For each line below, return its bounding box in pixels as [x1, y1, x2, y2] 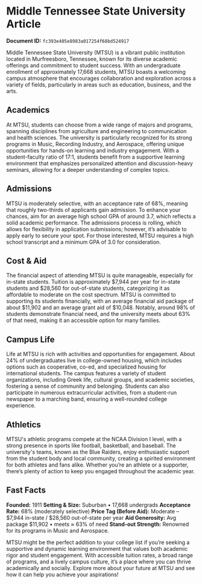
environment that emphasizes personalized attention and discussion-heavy [6, 159, 193, 167]
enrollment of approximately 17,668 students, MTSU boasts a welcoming [6, 68, 186, 75]
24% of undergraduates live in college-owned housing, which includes [6, 357, 182, 364]
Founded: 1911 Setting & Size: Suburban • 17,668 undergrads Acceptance [6, 501, 191, 508]
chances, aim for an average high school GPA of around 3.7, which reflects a [6, 212, 196, 220]
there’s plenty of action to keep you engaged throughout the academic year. [6, 468, 195, 474]
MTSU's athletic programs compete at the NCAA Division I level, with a [6, 436, 182, 442]
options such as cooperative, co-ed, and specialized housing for [6, 363, 166, 370]
